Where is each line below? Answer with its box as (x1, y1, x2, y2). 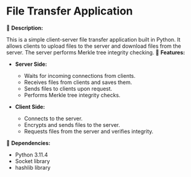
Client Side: (15, 103, 45, 110)
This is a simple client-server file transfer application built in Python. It (6, 36, 181, 43)
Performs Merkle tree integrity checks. (24, 91, 121, 98)
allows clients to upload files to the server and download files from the (6, 42, 181, 50)
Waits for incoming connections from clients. (24, 72, 136, 79)
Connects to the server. (24, 115, 83, 122)
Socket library (15, 157, 50, 164)
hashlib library (15, 164, 51, 171)
